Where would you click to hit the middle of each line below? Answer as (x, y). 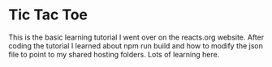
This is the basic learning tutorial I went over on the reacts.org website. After (136, 37)
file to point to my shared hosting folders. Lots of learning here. (114, 54)
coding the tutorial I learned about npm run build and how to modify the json (136, 45)
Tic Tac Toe (48, 15)
